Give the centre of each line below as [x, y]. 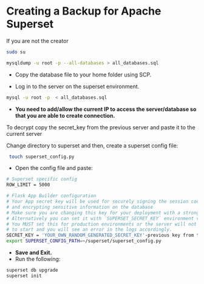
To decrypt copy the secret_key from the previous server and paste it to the [101, 127]
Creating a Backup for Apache [84, 11]
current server [24, 134]
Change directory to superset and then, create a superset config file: [92, 145]
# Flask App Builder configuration [51, 196]
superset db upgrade [32, 270]
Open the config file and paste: [54, 168]
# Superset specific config [42, 179]
